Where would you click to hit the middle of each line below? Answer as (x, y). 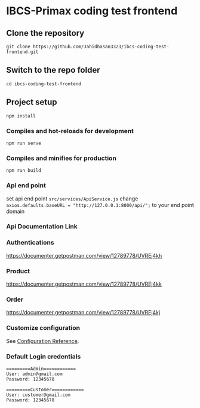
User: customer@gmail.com (38, 395)
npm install (21, 116)
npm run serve (24, 143)
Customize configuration (43, 328)
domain (16, 211)
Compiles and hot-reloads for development (70, 131)
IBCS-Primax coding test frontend (92, 11)
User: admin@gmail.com (34, 374)
